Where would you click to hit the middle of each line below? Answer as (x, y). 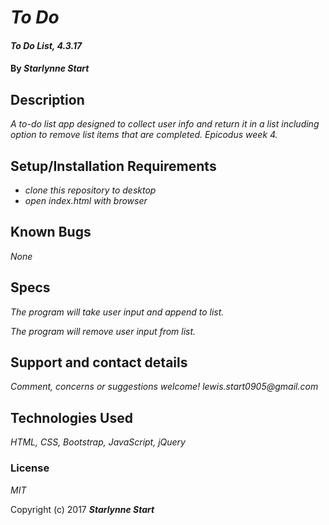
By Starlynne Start (50, 68)
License (30, 468)
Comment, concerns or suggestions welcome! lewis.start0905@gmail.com (164, 387)
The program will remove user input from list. (103, 331)
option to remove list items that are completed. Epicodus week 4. (144, 135)
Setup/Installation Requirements (113, 166)
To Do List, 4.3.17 (46, 45)
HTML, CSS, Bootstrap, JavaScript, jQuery (98, 442)
